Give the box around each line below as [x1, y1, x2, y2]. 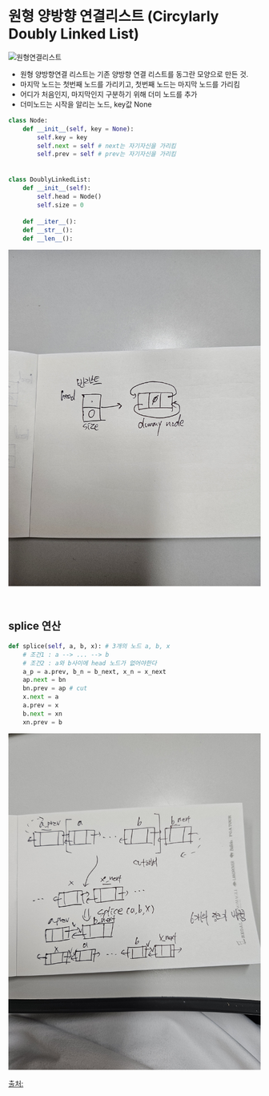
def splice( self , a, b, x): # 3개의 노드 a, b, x [8, 642, 171, 650]
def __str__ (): [22, 226, 74, 235]
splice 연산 [8, 619, 62, 633]
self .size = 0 [37, 201, 84, 209]
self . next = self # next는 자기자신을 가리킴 [37, 142, 176, 150]
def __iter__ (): [22, 218, 78, 226]
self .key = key [37, 133, 88, 141]
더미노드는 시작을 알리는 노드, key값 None [19, 99, 152, 109]
